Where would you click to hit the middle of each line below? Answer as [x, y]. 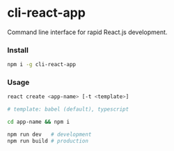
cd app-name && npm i [39, 122]
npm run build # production [48, 141]
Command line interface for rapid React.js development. [87, 32]
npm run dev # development [49, 135]
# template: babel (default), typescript [68, 109]
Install [18, 50]
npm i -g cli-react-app [42, 65]
